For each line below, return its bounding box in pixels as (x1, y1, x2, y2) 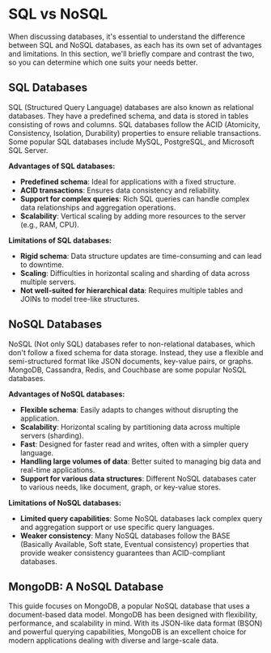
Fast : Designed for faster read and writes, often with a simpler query (19, 439, 249, 449)
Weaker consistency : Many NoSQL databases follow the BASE (19, 531, 231, 541)
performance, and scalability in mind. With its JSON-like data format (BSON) (8, 618, 263, 628)
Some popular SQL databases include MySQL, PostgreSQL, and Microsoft (8, 137, 255, 146)
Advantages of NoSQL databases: (8, 389, 125, 399)
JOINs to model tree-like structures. (19, 294, 140, 303)
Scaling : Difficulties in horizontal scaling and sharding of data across (19, 268, 251, 278)
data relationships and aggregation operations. (19, 202, 176, 212)
